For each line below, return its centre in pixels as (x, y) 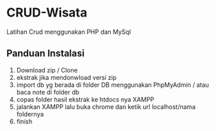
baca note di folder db (48, 92)
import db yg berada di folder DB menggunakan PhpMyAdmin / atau (112, 85)
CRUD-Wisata (47, 13)
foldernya (30, 114)
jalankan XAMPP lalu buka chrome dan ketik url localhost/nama (106, 107)
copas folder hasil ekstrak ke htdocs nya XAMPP (85, 99)
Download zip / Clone (47, 70)
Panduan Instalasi (46, 53)
